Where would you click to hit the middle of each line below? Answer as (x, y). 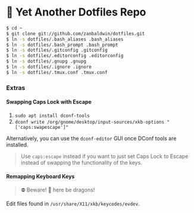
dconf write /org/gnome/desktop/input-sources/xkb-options (90, 122)
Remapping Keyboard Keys (40, 176)
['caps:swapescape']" (41, 127)
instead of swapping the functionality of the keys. (82, 162)
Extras (16, 88)
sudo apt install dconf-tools (52, 116)
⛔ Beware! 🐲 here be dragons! (58, 190)
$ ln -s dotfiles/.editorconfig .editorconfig (65, 56)
